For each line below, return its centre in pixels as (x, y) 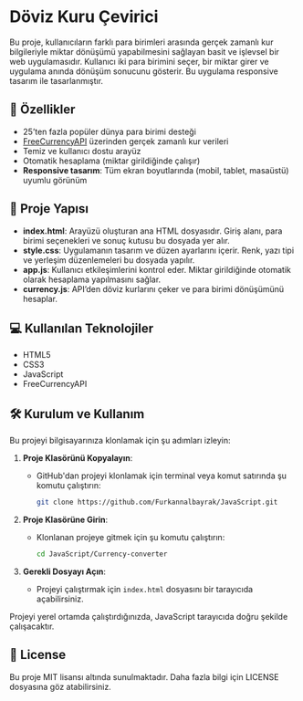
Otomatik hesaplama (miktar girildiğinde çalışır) (111, 161)
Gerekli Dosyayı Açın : (64, 571)
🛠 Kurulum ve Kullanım (77, 414)
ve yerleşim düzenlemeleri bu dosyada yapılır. (109, 260)
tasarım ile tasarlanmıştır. (56, 80)
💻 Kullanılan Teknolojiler (81, 328)
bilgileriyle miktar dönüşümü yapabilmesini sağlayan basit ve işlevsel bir (145, 51)
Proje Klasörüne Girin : (65, 520)
